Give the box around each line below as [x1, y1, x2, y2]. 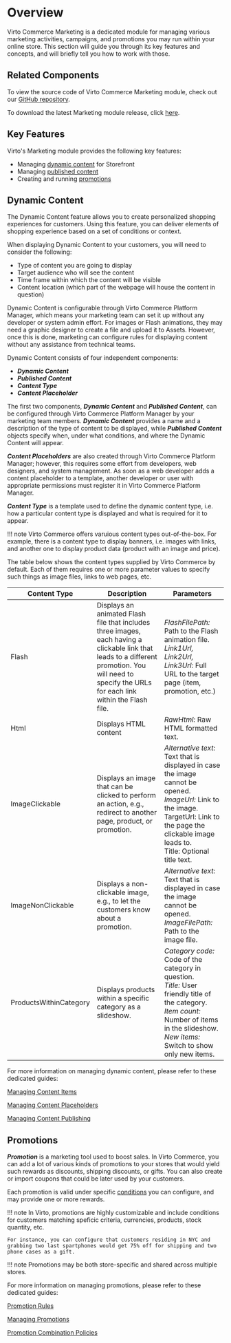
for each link [96, 687, 137, 696]
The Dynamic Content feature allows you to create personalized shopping [7, 213, 216, 221]
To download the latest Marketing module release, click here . [7, 108, 180, 116]
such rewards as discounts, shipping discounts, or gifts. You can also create [7, 1168, 223, 1176]
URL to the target [164, 669, 219, 679]
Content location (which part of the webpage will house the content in [16, 283, 215, 292]
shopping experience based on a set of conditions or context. [7, 227, 182, 235]
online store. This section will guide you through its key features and [7, 42, 201, 50]
